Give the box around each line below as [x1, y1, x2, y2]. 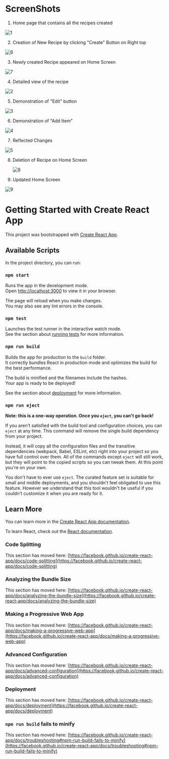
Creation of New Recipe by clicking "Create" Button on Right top [12, 39, 146, 46]
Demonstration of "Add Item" [12, 117, 73, 124]
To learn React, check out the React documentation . [5, 528, 114, 534]
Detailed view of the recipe [12, 78, 69, 84]
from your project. [5, 433, 43, 439]
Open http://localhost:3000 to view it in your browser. [5, 288, 117, 294]
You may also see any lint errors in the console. [5, 303, 103, 309]
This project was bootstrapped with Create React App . [5, 231, 119, 238]
